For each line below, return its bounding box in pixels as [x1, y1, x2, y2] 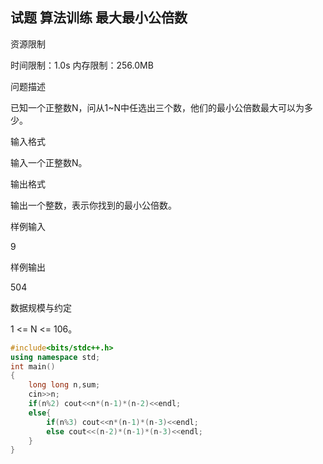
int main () [10, 361, 56, 372]
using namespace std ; [10, 352, 101, 362]
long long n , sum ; [28, 380, 101, 390]
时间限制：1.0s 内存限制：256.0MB [10, 59, 154, 71]
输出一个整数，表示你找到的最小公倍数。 [10, 199, 177, 211]
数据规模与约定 [10, 301, 72, 313]
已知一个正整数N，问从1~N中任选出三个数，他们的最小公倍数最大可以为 [10, 101, 305, 113]
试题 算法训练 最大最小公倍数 [10, 9, 188, 27]
